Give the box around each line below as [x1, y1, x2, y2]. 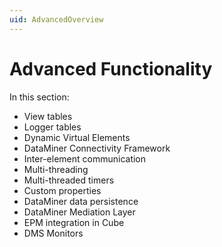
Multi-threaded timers [23, 174, 115, 186]
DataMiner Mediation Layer [23, 206, 136, 218]
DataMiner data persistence [23, 195, 139, 207]
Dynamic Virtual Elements [23, 131, 131, 143]
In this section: [9, 91, 70, 103]
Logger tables [23, 121, 82, 133]
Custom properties [23, 184, 102, 196]
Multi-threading [23, 163, 89, 175]
